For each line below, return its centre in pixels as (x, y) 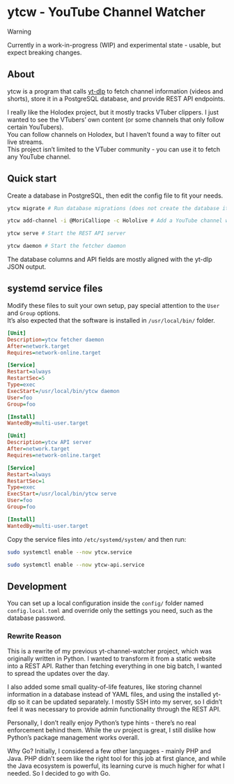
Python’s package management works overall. (73, 738)
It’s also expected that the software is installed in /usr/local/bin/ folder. (111, 320)
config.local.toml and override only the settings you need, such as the (110, 611)
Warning (19, 31)
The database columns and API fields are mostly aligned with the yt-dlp (110, 260)
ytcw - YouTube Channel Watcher (106, 12)
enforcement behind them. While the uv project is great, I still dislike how (111, 730)
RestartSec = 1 (26, 481)
